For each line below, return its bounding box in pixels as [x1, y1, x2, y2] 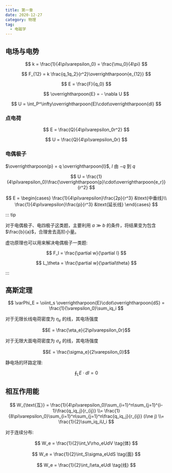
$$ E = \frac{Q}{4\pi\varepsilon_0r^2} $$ [43, 126, 130, 133]
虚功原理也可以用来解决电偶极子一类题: [5, 240, 88, 246]
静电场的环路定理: [5, 359, 43, 366]
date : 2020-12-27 [5, 12, 43, 17]
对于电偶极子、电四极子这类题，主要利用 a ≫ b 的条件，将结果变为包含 [5, 222, 157, 228]
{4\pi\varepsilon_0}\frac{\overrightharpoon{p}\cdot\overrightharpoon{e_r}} [7, 178, 166, 185]
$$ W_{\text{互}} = [9, 402, 50, 408]
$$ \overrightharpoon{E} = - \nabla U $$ [43, 90, 129, 97]
